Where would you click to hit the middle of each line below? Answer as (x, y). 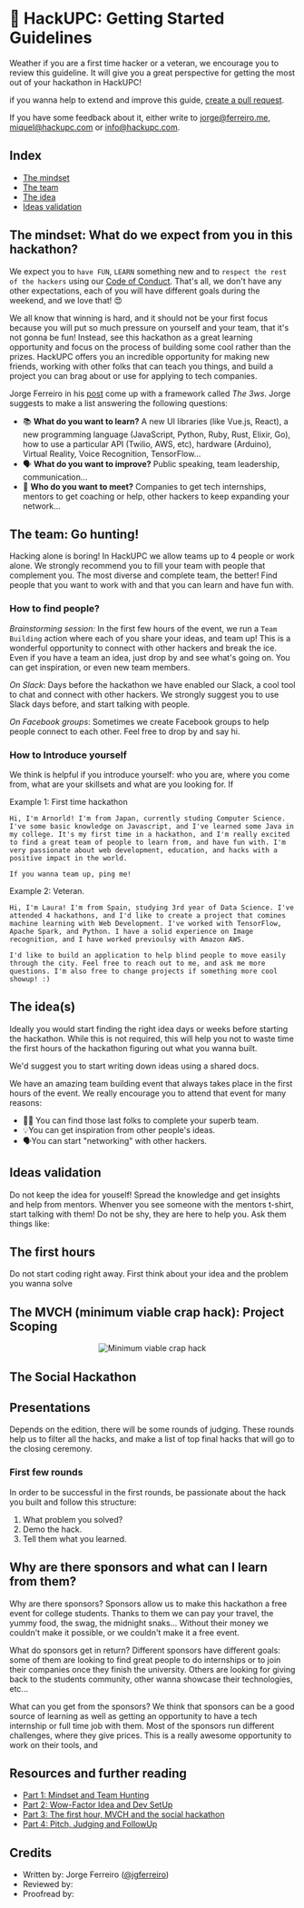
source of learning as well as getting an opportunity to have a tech (133, 1715)
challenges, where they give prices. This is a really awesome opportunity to (151, 1735)
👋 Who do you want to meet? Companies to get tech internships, (144, 486)
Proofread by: (48, 1894)
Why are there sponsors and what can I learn (138, 1568)
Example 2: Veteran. (47, 890)
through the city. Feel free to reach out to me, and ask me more (137, 963)
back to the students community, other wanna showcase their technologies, (151, 1679)
